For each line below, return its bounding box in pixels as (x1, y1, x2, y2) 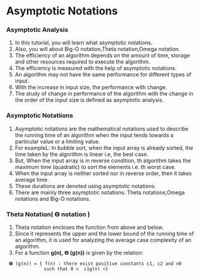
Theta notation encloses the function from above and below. (14, 223, 164, 231)
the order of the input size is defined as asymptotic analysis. (14, 96, 164, 104)
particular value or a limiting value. (14, 138, 101, 145)
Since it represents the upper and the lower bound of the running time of (14, 230, 195, 237)
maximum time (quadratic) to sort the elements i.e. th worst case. (14, 163, 176, 170)
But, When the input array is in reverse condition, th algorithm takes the (14, 157, 191, 164)
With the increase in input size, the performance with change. (14, 84, 168, 91)
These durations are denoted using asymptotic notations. (14, 182, 157, 189)
